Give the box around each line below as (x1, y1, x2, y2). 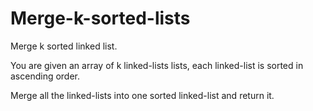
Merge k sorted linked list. (10, 40, 118, 52)
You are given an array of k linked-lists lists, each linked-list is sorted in (10, 59, 304, 71)
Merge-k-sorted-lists (10, 7, 191, 30)
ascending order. (10, 70, 81, 82)
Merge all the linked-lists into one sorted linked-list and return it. (10, 89, 275, 101)
